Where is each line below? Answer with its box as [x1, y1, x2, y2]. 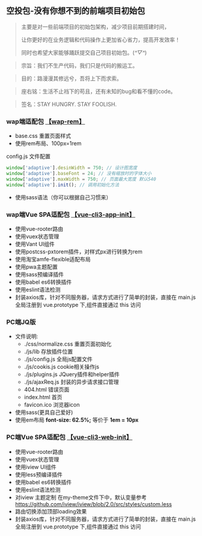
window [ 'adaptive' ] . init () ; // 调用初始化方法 [6, 182, 120, 188]
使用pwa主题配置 [15, 263, 58, 270]
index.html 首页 [24, 394, 62, 401]
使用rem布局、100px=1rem [15, 140, 82, 147]
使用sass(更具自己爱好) [15, 409, 74, 416]
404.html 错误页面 [24, 386, 70, 393]
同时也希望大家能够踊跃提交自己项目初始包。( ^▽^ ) [21, 49, 147, 56]
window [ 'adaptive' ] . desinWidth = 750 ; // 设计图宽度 [6, 165, 137, 171]
